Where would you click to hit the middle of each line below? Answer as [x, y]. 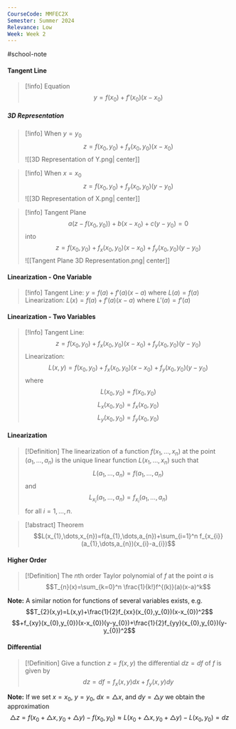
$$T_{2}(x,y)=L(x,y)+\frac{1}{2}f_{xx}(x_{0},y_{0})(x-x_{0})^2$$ [119, 612]
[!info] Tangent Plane [55, 213]
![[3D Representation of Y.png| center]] [82, 159]
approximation [28, 706]
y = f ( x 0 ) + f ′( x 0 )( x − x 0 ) [128, 98]
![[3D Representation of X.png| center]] [82, 199]
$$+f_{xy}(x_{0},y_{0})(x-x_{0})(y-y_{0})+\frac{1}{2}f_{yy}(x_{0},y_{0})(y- [119, 623]
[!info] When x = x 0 [53, 174]
